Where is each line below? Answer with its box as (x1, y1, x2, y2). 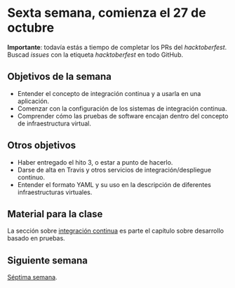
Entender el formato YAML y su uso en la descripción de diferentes (17, 180, 212, 188)
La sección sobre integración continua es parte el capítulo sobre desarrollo (7, 226, 224, 235)
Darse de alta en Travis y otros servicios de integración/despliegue (17, 165, 212, 174)
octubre (7, 20, 55, 36)
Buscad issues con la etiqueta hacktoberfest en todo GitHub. (7, 50, 184, 59)
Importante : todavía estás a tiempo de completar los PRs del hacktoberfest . (7, 43, 227, 51)
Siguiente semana (7, 254, 88, 266)
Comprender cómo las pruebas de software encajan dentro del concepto (17, 111, 229, 120)
